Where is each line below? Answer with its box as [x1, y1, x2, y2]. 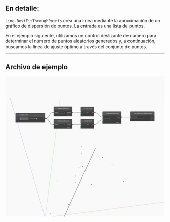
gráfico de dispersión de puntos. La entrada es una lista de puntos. [5, 23, 145, 29]
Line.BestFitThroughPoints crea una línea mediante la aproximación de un [5, 17, 160, 23]
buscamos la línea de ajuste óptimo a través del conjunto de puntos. [5, 43, 148, 50]
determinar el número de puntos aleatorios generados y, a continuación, [5, 38, 156, 44]
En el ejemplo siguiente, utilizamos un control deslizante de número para [5, 32, 157, 38]
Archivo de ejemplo [5, 63, 68, 71]
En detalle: [5, 4, 39, 13]
